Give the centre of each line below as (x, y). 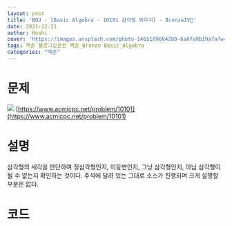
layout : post (26, 13)
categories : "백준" (34, 53)
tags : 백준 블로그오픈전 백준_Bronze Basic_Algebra (76, 46)
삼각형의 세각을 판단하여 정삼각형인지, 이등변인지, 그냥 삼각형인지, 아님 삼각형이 (114, 167)
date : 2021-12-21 (32, 26)
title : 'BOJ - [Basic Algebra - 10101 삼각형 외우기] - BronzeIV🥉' (102, 20)
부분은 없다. (23, 184)
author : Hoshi (28, 33)
